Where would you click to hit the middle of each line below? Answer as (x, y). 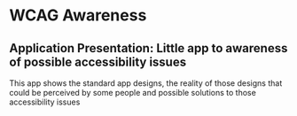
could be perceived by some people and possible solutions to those (133, 93)
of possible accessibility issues (98, 62)
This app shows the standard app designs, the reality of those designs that (146, 83)
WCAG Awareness (78, 15)
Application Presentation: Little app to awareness (148, 48)
